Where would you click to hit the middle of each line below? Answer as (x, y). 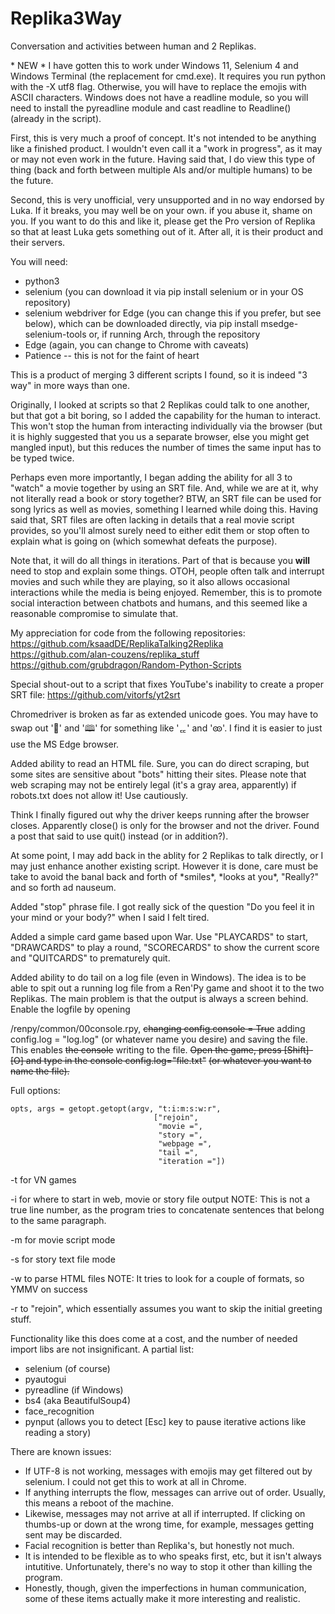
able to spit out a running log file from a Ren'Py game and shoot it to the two (167, 988)
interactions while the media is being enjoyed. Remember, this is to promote (166, 592)
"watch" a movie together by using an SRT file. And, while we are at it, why (164, 488)
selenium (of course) (67, 1368)
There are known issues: (61, 1451)
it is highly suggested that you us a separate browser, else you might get (160, 436)
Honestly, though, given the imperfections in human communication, (165, 1588)
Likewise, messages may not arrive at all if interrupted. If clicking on (165, 1513)
